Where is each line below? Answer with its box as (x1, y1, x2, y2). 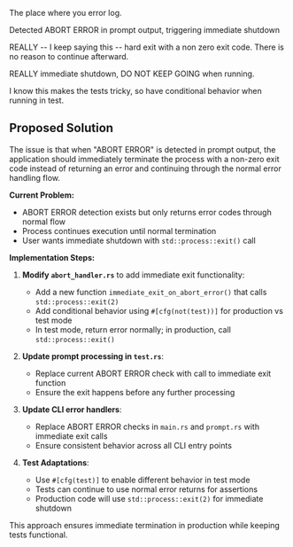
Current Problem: (9, 190, 75, 200)
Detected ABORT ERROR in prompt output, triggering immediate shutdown (9, 25, 281, 35)
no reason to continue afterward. (9, 51, 129, 61)
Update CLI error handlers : (21, 403, 122, 415)
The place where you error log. (9, 8, 122, 18)
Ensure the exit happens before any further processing (35, 387, 235, 397)
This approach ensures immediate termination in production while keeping (9, 520, 281, 530)
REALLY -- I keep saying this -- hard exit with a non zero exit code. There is (9, 42, 285, 52)
